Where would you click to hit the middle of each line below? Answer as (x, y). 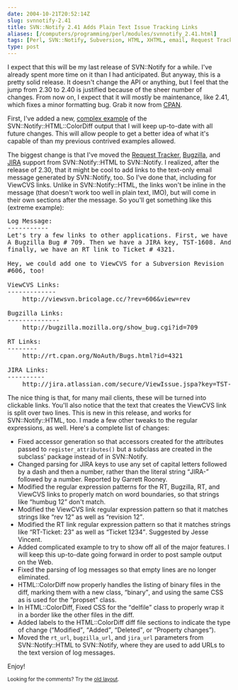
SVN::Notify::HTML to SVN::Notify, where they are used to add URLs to (121, 645)
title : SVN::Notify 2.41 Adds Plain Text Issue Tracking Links (103, 27)
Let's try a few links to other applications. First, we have (118, 235)
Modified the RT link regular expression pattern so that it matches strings (124, 524)
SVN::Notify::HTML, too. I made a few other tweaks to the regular (102, 420)
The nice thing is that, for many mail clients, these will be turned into (107, 397)
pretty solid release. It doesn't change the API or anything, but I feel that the (118, 82)
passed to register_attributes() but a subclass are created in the (115, 449)
